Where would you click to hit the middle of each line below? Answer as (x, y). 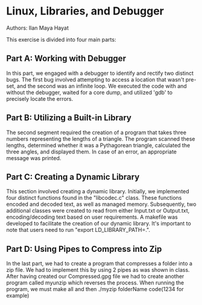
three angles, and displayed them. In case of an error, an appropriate (91, 152)
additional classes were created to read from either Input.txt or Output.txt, (98, 211)
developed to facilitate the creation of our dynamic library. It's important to (99, 223)
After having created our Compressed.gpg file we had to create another (95, 277)
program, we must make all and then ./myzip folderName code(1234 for (95, 289)
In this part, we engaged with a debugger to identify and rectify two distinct (100, 73)
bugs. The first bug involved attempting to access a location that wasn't (95, 79)
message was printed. (34, 158)
